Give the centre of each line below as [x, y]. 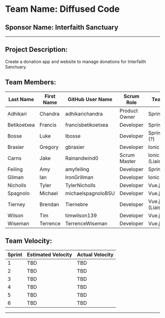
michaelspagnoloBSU [90, 193]
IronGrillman [80, 177]
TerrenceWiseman [86, 223]
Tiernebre [77, 204]
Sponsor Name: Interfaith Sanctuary [62, 27]
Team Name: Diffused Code [62, 9]
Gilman [16, 177]
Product [129, 110]
